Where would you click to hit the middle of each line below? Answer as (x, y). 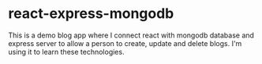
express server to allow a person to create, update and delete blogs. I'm (125, 43)
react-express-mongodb (91, 14)
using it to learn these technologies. (66, 52)
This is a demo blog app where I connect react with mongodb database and (131, 35)
